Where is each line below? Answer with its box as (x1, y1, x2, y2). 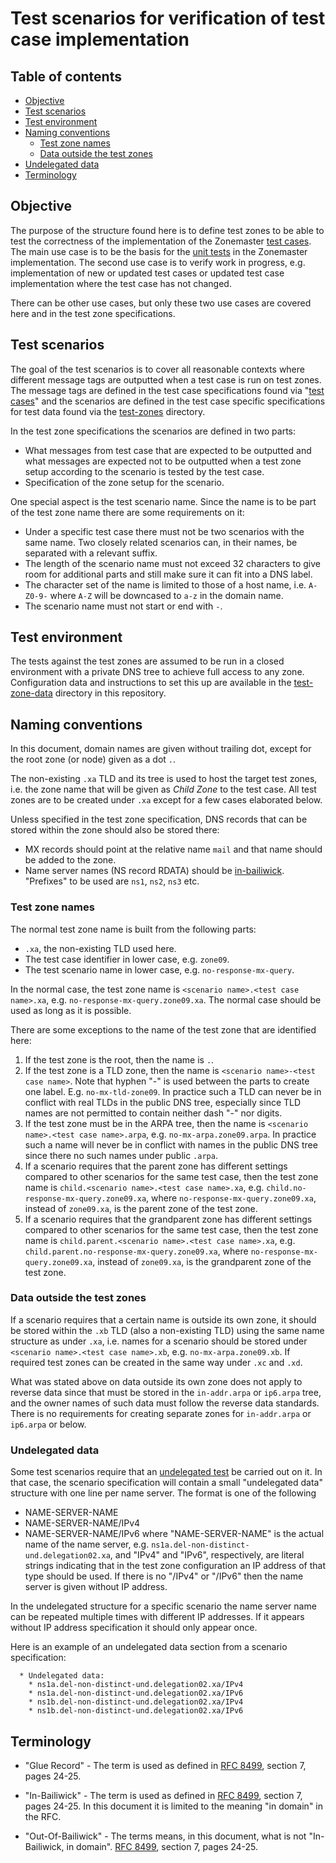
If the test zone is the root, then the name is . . (24, 1053, 215, 1066)
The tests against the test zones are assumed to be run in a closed (10, 655, 285, 667)
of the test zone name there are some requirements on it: (10, 506, 245, 518)
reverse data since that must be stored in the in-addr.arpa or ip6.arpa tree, (10, 1386, 322, 1398)
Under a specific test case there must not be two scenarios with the (24, 525, 305, 537)
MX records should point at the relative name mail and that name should (24, 843, 323, 856)
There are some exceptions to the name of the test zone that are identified (10, 1023, 317, 1036)
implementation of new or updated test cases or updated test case (10, 267, 285, 279)
